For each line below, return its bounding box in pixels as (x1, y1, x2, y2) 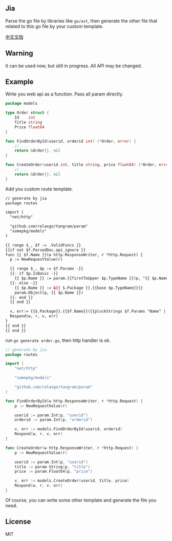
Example (5, 78, 34, 86)
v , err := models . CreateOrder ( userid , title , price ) (14, 478, 130, 484)
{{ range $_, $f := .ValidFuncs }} (5, 242, 81, 248)
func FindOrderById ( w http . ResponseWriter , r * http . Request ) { (5, 398, 143, 403)
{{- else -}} (10, 280, 38, 285)
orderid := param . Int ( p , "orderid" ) (14, 417, 93, 422)
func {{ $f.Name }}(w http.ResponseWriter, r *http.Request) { (5, 252, 143, 257)
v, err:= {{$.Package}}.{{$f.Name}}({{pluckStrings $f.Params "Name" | (10, 309, 166, 314)
